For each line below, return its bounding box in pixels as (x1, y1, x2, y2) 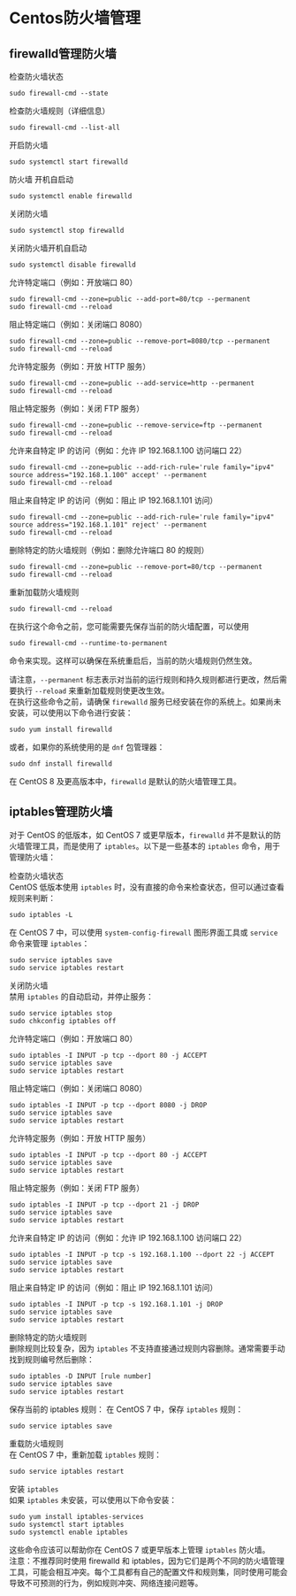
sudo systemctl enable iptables (9, 1528, 128, 1537)
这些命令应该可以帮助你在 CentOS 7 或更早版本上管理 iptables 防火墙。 (9, 1544, 270, 1554)
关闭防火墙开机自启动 (9, 243, 87, 253)
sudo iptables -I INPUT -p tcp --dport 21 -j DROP (9, 1200, 200, 1209)
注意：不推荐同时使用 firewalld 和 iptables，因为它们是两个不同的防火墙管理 (9, 1555, 285, 1566)
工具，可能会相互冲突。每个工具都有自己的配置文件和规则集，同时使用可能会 (9, 1566, 288, 1577)
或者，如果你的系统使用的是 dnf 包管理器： (9, 742, 165, 752)
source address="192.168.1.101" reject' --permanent (9, 520, 208, 529)
